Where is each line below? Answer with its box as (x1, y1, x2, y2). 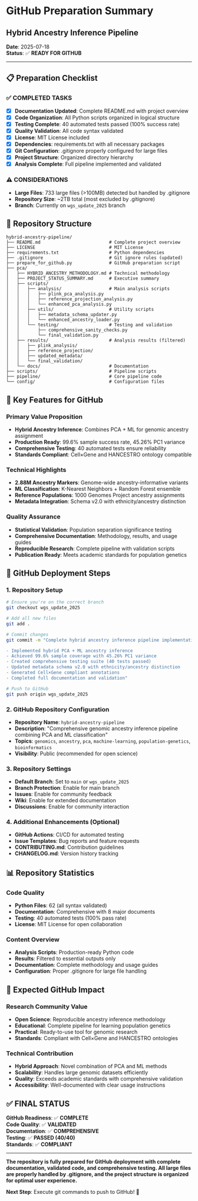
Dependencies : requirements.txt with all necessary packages (14, 140, 165, 147)
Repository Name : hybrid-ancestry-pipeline (14, 718, 125, 726)
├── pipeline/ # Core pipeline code (6, 373, 162, 380)
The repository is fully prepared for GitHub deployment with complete (6, 1158, 181, 1166)
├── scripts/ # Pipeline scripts (6, 369, 157, 375)
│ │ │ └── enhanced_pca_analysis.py (6, 301, 112, 307)
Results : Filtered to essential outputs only (14, 955, 116, 962)
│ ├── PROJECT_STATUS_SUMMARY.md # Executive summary (6, 275, 160, 281)
